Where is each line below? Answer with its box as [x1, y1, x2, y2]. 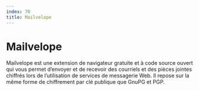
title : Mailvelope [6, 14, 52, 20]
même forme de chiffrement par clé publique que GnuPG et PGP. [6, 79, 165, 86]
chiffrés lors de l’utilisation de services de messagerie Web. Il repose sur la [6, 72, 189, 79]
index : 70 [6, 8, 31, 15]
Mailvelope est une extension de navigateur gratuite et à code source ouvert [6, 59, 193, 67]
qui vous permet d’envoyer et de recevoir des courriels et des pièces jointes [6, 66, 192, 73]
